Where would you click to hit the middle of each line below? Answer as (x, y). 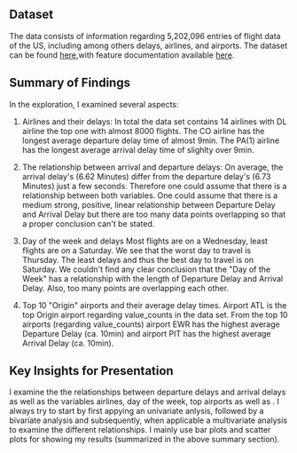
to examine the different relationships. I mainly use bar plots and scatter (140, 430)
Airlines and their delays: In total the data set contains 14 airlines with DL (154, 121)
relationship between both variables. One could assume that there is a (150, 195)
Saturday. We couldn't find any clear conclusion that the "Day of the (146, 269)
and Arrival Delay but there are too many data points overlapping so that (154, 214)
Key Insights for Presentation (92, 371)
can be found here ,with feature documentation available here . (122, 55)
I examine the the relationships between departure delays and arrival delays (148, 392)
